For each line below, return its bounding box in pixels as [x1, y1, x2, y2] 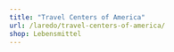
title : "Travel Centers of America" [9, 12, 145, 22]
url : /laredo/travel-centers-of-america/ [9, 21, 166, 30]
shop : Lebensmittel [9, 29, 82, 38]
